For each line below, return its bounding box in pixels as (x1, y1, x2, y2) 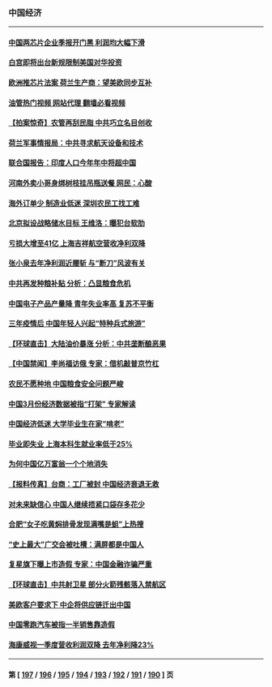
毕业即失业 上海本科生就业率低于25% (8, 439, 134, 449)
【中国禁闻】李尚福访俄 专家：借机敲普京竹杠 (8, 359, 159, 368)
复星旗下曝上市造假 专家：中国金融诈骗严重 (8, 560, 152, 569)
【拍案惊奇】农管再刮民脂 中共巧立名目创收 (8, 118, 152, 127)
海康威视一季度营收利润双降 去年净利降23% (8, 639, 155, 650)
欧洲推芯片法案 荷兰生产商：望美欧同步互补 (8, 78, 152, 88)
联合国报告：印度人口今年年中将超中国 (8, 158, 136, 168)
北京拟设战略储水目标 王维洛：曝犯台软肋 (8, 218, 146, 228)
